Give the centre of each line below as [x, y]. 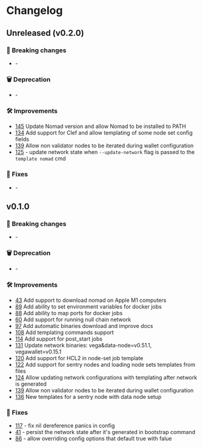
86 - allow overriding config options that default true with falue [93, 439]
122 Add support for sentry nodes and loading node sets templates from [105, 365]
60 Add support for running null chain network [73, 319]
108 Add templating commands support [64, 333]
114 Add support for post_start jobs [59, 339]
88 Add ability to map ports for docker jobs [69, 313]
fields [22, 139]
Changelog [35, 11]
